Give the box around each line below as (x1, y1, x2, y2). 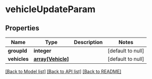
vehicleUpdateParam (5, 4, 96, 15)
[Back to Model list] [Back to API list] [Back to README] (5, 68, 122, 74)
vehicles (8, 56, 29, 62)
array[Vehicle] (33, 56, 69, 62)
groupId (8, 47, 27, 54)
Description (73, 39, 103, 46)
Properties (5, 24, 40, 32)
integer (33, 47, 52, 54)
